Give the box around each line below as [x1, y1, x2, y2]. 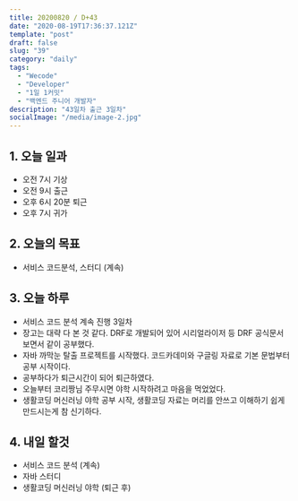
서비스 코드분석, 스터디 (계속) [21, 262, 124, 272]
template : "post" [9, 30, 74, 39]
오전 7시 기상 [21, 174, 68, 185]
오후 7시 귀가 [21, 207, 68, 218]
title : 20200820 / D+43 [9, 13, 98, 22]
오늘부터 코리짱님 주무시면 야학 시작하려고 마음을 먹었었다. [21, 383, 226, 394]
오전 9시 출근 [21, 185, 69, 195]
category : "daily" [9, 55, 78, 64]
